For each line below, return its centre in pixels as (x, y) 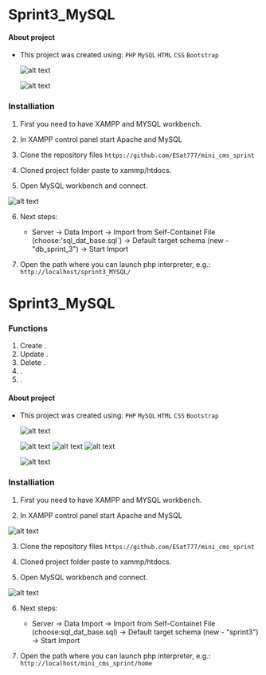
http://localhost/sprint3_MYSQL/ (75, 272)
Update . (34, 354)
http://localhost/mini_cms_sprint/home (86, 663)
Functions (28, 328)
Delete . (33, 363)
